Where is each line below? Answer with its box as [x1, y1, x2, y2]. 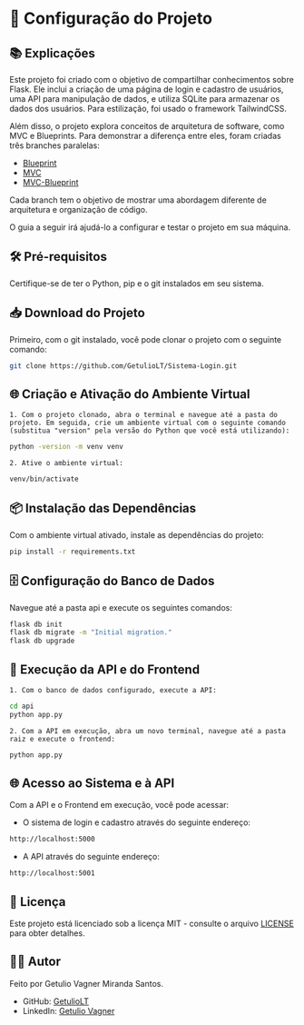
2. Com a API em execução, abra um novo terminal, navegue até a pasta [9, 726, 286, 735]
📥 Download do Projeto [9, 305, 145, 321]
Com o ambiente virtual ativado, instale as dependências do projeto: [9, 529, 265, 540]
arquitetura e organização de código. [9, 204, 148, 214]
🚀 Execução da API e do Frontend [9, 662, 201, 677]
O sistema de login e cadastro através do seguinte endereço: [22, 817, 251, 828]
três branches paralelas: [9, 140, 100, 151]
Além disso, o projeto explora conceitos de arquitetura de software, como [9, 121, 285, 131]
